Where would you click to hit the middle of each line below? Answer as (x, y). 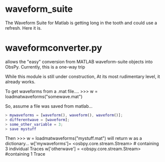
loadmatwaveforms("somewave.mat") (44, 96)
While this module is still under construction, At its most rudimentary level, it (82, 76)
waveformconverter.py (54, 48)
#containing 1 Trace (25, 154)
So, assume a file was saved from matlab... (49, 106)
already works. (20, 81)
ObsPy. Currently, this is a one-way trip (45, 67)
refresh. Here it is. (24, 28)
